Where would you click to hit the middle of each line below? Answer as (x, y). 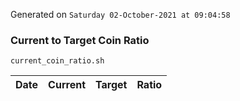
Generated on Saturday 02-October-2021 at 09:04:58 (120, 14)
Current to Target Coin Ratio (80, 40)
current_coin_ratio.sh (57, 61)
